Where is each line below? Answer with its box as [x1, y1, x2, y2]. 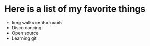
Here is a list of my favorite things [4, 3, 146, 15]
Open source [11, 30, 39, 36]
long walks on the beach [11, 20, 62, 25]
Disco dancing [11, 24, 42, 30]
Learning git [11, 35, 37, 41]
